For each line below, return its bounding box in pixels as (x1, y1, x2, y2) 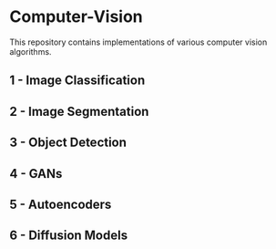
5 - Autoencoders (9, 196, 112, 212)
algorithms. (9, 46, 52, 57)
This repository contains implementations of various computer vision (9, 36, 268, 47)
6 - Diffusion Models (9, 228, 128, 244)
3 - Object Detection (9, 135, 128, 150)
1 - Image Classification (9, 73, 146, 88)
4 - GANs (9, 166, 63, 182)
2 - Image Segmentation (9, 103, 149, 119)
